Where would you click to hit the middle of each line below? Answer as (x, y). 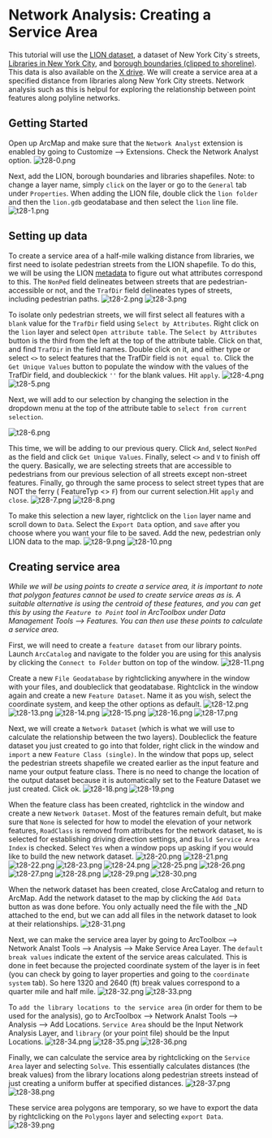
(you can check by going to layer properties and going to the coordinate (129, 974)
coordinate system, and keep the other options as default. (105, 704)
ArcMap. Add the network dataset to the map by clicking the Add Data (125, 898)
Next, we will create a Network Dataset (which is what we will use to (122, 729)
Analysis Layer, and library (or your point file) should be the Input (119, 1033)
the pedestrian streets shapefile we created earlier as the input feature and (134, 763)
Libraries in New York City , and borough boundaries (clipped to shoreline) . (133, 63)
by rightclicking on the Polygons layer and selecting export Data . (116, 1116)
